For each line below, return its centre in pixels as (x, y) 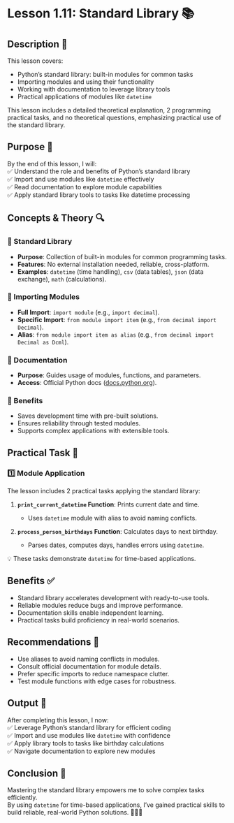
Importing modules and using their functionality (86, 82)
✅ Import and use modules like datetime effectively (81, 179)
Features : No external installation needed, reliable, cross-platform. (113, 264)
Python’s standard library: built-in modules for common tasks (105, 74)
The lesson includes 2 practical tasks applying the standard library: (104, 491)
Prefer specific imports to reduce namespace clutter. (93, 673)
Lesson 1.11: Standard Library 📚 (101, 14)
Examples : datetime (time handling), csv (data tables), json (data (110, 271)
